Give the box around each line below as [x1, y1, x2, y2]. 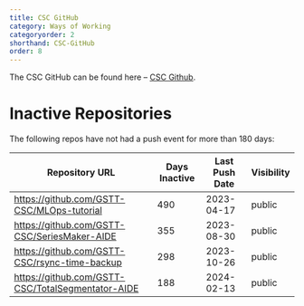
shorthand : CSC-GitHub [9, 38, 95, 48]
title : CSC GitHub [9, 13, 79, 23]
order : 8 [9, 47, 43, 56]
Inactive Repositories [9, 103, 172, 124]
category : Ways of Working [9, 22, 111, 31]
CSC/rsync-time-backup [14, 256, 122, 269]
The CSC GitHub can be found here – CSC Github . [9, 72, 196, 82]
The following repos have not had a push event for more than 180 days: [9, 133, 275, 145]
